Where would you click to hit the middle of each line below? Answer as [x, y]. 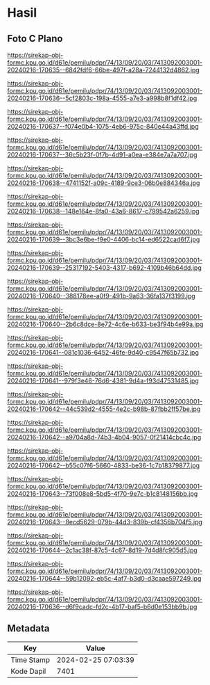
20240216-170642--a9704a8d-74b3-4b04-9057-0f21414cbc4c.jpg [104, 437]
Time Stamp [30, 660]
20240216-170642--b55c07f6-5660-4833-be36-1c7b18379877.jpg [103, 465]
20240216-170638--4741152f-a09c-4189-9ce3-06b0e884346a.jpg [104, 183]
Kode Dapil [28, 671]
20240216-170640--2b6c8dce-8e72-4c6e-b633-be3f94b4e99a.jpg [105, 324]
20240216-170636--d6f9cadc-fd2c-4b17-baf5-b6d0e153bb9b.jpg [102, 607]
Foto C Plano [35, 39]
